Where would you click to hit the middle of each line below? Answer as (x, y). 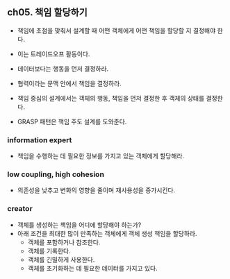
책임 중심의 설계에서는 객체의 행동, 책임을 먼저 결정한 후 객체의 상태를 (111, 98)
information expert (40, 139)
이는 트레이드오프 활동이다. (54, 53)
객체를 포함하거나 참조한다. (64, 242)
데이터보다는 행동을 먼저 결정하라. (63, 69)
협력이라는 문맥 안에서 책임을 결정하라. (69, 83)
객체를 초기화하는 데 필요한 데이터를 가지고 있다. (92, 268)
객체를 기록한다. (49, 251)
